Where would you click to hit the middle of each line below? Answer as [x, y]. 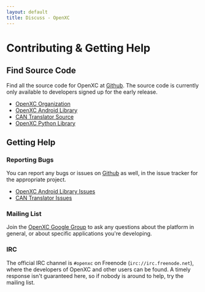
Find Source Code [41, 71]
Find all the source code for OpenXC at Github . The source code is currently [102, 85]
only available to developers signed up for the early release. [82, 92]
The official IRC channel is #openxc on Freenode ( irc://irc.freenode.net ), [100, 263]
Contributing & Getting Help [78, 48]
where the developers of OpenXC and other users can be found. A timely [99, 269]
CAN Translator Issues [44, 198]
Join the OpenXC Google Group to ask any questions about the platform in [100, 227]
